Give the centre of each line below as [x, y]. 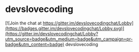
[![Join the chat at [23, 23]
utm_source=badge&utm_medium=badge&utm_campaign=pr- [69, 39]
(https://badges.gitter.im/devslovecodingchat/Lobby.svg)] [65, 28]
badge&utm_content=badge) [35, 44]
